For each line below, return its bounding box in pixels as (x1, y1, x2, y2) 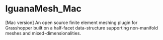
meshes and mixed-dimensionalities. (5, 30, 81, 36)
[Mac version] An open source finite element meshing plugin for (5, 19, 138, 25)
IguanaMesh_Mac (5, 3, 81, 14)
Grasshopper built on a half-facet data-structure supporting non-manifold (5, 24, 158, 30)
